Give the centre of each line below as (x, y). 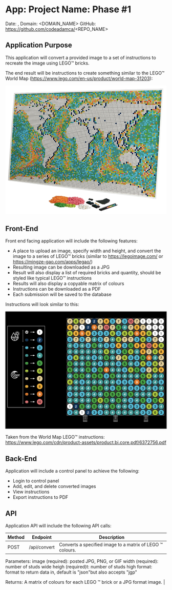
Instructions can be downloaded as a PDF (57, 289)
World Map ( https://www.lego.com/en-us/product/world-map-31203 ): (79, 78)
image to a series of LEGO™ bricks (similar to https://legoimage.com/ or (88, 256)
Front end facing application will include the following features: (72, 241)
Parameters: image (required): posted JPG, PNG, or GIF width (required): (82, 561)
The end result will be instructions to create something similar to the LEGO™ (85, 73)
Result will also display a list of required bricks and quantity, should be (87, 273)
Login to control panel (36, 481)
